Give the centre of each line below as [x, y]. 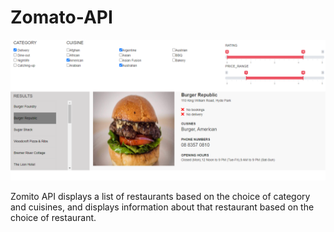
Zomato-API [61, 17]
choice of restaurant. [53, 218]
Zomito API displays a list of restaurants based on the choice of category [160, 197]
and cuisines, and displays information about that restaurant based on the [162, 207]
